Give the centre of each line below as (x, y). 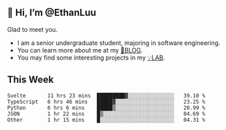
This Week (30, 80)
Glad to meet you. (32, 29)
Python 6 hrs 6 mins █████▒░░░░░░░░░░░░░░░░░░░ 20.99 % (106, 108)
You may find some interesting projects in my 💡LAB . (91, 57)
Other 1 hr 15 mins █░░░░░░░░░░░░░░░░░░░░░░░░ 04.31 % (106, 120)
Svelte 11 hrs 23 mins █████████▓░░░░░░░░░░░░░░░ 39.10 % (106, 95)
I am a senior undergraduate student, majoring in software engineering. (119, 43)
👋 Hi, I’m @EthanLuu (52, 13)
